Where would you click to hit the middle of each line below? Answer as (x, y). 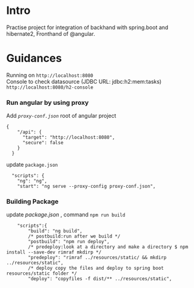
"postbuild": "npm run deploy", (69, 242)
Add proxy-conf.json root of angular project (61, 116)
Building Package (32, 202)
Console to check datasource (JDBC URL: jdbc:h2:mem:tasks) (84, 81)
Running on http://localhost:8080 (50, 75)
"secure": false (43, 143)
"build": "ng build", (55, 231)
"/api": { (30, 132)
